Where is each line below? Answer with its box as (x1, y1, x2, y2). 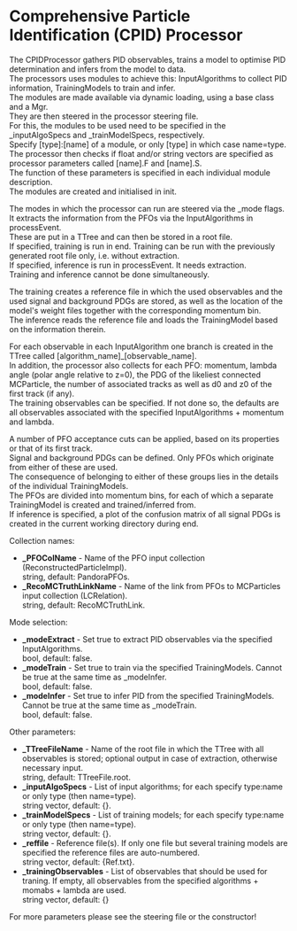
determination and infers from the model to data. (9, 64, 187, 74)
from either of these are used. (9, 462, 118, 472)
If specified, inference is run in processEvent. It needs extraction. (9, 260, 247, 270)
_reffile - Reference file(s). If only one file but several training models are (21, 837, 288, 848)
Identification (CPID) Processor (9, 25, 243, 45)
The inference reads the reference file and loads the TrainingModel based (9, 314, 278, 325)
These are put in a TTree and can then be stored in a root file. (9, 231, 232, 242)
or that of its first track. (9, 443, 93, 454)
